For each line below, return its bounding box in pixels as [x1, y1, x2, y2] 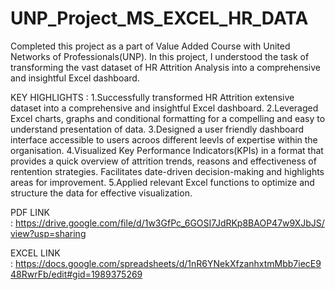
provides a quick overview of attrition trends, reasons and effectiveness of [10, 155, 317, 167]
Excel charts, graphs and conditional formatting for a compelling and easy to [10, 112, 326, 124]
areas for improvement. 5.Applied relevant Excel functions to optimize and [10, 176, 315, 188]
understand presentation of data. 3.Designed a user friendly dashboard [10, 123, 305, 135]
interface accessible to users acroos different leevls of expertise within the [10, 133, 318, 146]
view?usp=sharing [10, 227, 87, 239]
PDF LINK [10, 206, 50, 218]
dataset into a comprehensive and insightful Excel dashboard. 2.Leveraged [10, 102, 319, 114]
